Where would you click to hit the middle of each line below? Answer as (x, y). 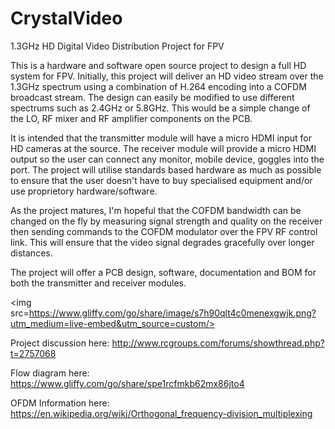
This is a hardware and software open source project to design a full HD (158, 65)
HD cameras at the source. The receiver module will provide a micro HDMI (163, 148)
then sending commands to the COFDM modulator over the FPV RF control (164, 231)
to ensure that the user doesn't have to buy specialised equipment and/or (161, 180)
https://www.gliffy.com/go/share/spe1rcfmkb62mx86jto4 (127, 383)
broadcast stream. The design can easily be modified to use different (152, 97)
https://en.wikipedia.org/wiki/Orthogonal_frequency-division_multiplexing (161, 413)
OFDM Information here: (60, 403)
